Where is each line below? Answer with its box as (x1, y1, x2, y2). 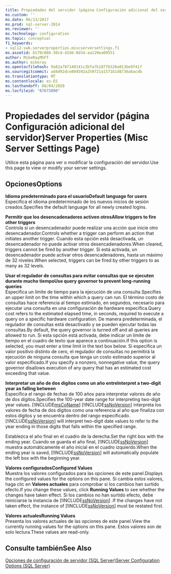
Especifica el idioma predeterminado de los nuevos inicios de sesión (5, 198, 149, 205)
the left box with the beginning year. (5, 455, 81, 461)
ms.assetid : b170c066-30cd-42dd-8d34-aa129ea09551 (5, 50, 115, 55)
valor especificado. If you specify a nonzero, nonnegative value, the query (5, 359, 160, 365)
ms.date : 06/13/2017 (5, 17, 49, 22)
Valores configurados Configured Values (5, 465, 93, 471)
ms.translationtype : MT (5, 74, 56, 79)
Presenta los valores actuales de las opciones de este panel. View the (5, 518, 151, 525)
